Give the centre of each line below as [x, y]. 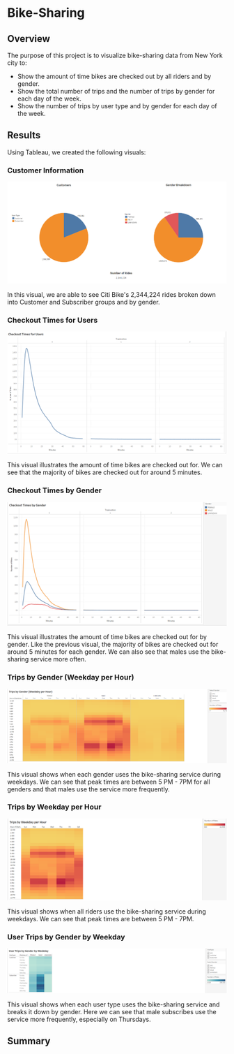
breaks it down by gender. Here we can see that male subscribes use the [112, 1011]
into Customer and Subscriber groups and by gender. [84, 302]
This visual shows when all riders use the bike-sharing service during [107, 911]
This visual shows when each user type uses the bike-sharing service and [114, 1004]
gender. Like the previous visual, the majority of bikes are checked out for [113, 645]
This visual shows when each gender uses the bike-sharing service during [114, 774]
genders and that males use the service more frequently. [89, 789]
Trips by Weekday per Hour [54, 807]
